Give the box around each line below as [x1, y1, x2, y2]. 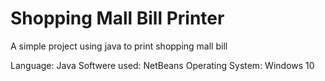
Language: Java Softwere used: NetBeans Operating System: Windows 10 [10, 59, 315, 71]
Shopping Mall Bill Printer [10, 7, 225, 30]
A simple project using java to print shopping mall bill [10, 40, 228, 52]
